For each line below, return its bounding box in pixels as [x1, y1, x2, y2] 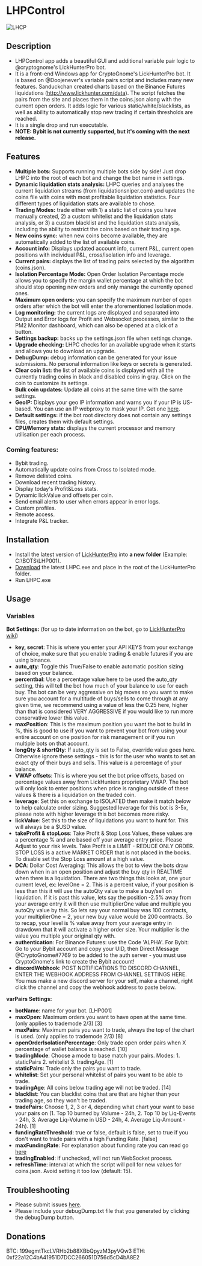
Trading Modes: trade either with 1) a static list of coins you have [14, 206, 177, 213]
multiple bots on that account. [14, 740, 89, 747]
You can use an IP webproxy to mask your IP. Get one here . [33, 405, 180, 412]
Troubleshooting [6, 1184, 70, 1195]
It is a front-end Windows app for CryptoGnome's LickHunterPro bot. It [14, 70, 191, 77]
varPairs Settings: [6, 996, 52, 1003]
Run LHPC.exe [14, 576, 51, 583]
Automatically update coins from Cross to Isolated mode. [14, 465, 156, 473]
